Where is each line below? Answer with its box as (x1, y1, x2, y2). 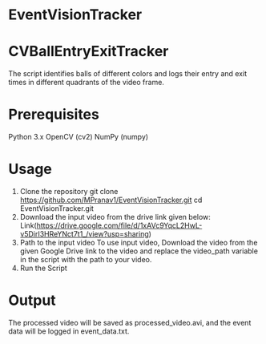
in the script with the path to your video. (19, 255, 152, 264)
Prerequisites (8, 106, 100, 123)
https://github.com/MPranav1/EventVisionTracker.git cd (19, 195, 203, 204)
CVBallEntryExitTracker (8, 42, 169, 61)
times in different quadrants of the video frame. (8, 78, 164, 87)
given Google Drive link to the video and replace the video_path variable (19, 246, 259, 256)
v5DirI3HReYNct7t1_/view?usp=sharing (19, 229, 150, 238)
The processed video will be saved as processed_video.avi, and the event (8, 318, 252, 327)
